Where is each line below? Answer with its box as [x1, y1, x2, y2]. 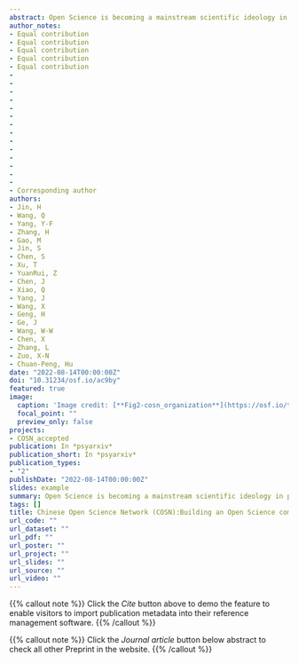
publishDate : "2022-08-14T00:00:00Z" [9, 475, 149, 484]
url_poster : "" [9, 541, 66, 550]
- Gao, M [9, 236, 42, 245]
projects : [9, 425, 46, 435]
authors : [9, 194, 42, 204]
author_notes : [9, 21, 62, 30]
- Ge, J [9, 319, 38, 328]
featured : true [9, 384, 66, 393]
